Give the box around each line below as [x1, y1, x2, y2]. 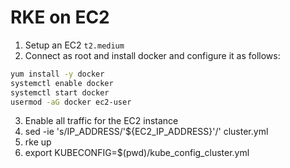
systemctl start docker [10, 87, 110, 98]
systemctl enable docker [10, 78, 114, 88]
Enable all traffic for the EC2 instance [24, 115, 179, 127]
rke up [24, 136, 52, 148]
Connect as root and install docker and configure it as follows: [24, 49, 281, 61]
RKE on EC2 [10, 6, 110, 29]
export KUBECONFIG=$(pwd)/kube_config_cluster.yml [24, 147, 250, 159]
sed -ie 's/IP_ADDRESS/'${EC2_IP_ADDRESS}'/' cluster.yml [24, 126, 269, 138]
